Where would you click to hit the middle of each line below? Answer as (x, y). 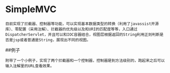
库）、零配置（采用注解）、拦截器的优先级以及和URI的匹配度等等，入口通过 (71, 29)
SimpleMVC (31, 9)
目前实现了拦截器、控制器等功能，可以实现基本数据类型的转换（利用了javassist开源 (82, 24)
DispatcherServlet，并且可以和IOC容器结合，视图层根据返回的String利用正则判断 (82, 34)
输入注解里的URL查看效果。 (30, 66)
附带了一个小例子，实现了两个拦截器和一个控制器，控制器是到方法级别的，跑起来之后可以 (85, 60)
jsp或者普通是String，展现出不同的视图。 (52, 40)
